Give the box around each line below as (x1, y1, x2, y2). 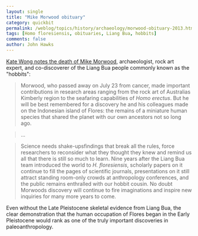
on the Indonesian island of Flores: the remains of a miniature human (20, 107, 187, 114)
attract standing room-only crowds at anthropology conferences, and (20, 174, 189, 181)
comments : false (6, 36, 46, 42)
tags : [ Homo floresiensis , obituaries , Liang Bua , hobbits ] (6, 31, 157, 37)
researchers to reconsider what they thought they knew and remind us (20, 148, 192, 156)
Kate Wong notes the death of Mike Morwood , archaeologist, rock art (6, 57, 174, 65)
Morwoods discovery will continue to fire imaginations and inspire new (20, 186, 192, 193)
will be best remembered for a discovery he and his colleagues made (20, 101, 189, 108)
